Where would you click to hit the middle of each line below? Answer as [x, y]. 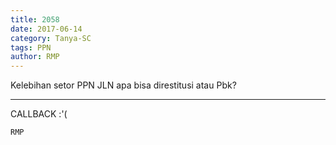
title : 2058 [35, 19]
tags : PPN [31, 47]
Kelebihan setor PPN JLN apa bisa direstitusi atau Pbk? [123, 85]
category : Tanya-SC [51, 38]
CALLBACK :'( [39, 114]
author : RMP [35, 57]
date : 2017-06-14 [46, 29]
